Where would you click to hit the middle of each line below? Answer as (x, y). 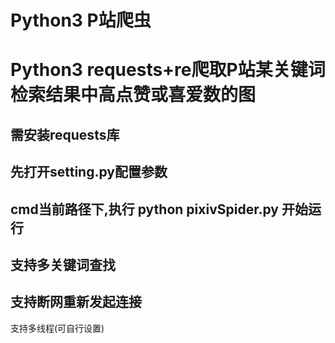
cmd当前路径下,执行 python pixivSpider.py (144, 209)
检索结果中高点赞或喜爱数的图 (133, 95)
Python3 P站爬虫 (81, 20)
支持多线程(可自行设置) (57, 328)
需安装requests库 (65, 134)
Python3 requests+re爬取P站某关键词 (168, 70)
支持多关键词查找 (63, 264)
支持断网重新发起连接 (76, 302)
